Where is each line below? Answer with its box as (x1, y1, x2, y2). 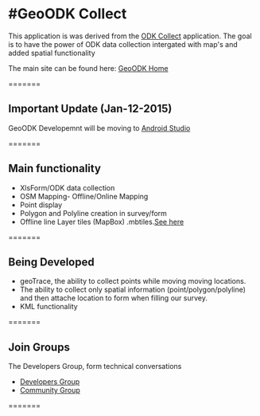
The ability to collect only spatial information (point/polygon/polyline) (19, 285, 246, 295)
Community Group (19, 386, 81, 395)
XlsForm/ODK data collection (19, 182, 115, 192)
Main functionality (8, 162, 102, 175)
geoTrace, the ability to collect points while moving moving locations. (19, 277, 246, 286)
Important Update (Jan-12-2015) (8, 102, 173, 116)
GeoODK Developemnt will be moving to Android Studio (8, 123, 191, 132)
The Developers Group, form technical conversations (8, 362, 182, 371)
